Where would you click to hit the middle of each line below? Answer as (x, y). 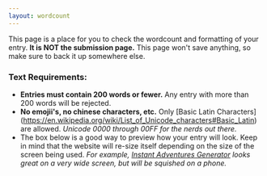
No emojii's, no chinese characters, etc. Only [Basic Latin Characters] (138, 111)
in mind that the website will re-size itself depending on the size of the (137, 145)
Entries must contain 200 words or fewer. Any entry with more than (134, 94)
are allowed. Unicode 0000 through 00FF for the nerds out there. (128, 128)
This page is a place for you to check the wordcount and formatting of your (133, 39)
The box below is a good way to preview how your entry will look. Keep (139, 137)
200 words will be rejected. (66, 103)
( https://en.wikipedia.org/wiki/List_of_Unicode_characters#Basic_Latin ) (138, 120)
